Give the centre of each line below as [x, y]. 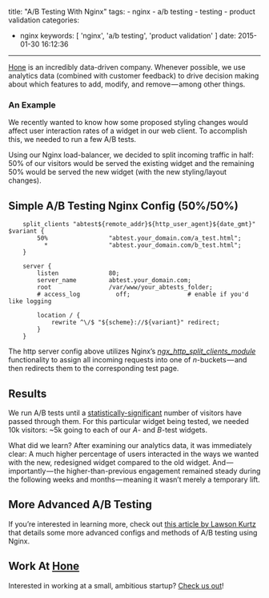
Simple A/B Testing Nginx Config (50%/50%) [123, 206]
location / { [59, 316]
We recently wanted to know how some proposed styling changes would [128, 123]
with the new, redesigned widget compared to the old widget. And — [121, 462]
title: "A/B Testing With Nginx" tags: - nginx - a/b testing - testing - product [132, 12]
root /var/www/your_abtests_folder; [125, 288]
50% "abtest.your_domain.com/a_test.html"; [139, 238]
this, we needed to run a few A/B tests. [72, 139]
